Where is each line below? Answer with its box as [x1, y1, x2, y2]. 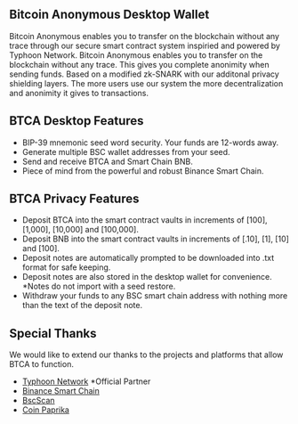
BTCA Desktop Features [9, 113, 144, 128]
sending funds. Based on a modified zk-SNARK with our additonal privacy [9, 69, 280, 79]
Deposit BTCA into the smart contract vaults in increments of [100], [21, 215, 269, 225]
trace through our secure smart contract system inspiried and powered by [9, 40, 280, 51]
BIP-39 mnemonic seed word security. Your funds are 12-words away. [21, 137, 279, 148]
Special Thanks [9, 325, 97, 341]
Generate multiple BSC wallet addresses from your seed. [21, 146, 230, 157]
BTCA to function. [9, 359, 74, 370]
